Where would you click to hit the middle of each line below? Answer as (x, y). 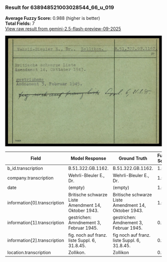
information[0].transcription (36, 202)
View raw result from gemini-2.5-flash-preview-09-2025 (63, 29)
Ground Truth (133, 158)
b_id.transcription (25, 168)
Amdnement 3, (128, 223)
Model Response (88, 158)
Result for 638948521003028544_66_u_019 (60, 7)
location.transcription (29, 253)
